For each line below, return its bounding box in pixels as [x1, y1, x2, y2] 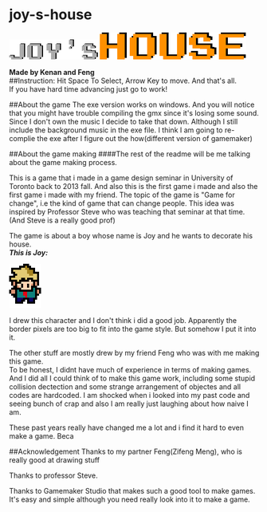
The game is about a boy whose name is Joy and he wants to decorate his [9, 230, 253, 240]
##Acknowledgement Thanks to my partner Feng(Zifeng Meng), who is [9, 447, 242, 456]
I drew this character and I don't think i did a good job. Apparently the [9, 315, 238, 325]
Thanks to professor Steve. [9, 471, 98, 480]
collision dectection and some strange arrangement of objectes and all [9, 381, 241, 392]
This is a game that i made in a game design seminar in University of [9, 173, 234, 183]
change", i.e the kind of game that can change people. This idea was [9, 198, 234, 208]
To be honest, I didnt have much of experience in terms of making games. [9, 364, 252, 374]
